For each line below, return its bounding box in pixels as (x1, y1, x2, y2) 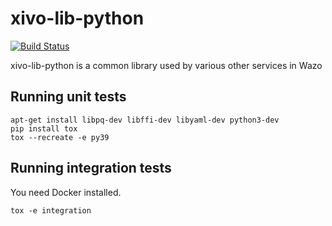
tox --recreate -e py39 (10, 132, 110, 142)
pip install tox (10, 123, 78, 134)
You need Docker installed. (10, 186, 122, 198)
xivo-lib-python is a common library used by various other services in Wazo (10, 59, 323, 71)
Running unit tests (10, 88, 127, 106)
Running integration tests (10, 160, 172, 177)
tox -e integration (10, 205, 92, 216)
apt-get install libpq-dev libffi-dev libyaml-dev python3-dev (10, 115, 280, 125)
